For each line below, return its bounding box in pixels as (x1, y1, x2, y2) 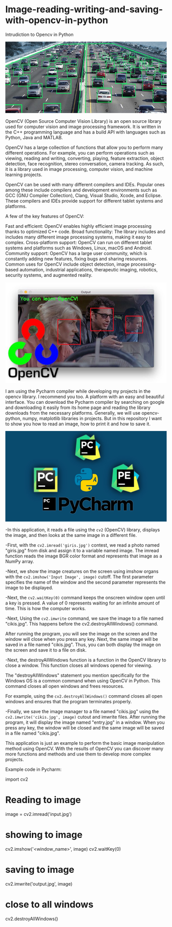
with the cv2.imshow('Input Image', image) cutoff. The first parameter (5, 574, 154, 580)
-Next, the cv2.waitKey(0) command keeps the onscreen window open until (5, 595, 165, 601)
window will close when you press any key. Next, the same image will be (5, 636, 159, 642)
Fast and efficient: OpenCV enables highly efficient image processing (5, 223, 152, 229)
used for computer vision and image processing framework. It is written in (5, 123, 161, 130)
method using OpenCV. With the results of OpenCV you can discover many (5, 746, 164, 752)
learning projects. (5, 171, 42, 178)
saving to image (5, 864, 75, 876)
